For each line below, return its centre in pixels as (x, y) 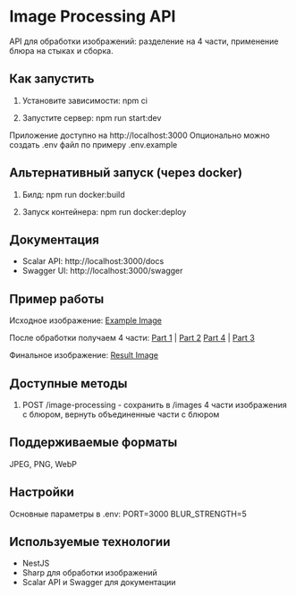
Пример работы (57, 298)
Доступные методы (68, 383)
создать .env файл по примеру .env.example (93, 144)
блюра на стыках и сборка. (61, 50)
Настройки (42, 493)
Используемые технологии (90, 542)
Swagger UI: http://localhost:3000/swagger (102, 271)
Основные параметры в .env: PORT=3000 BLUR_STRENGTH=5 (128, 514)
